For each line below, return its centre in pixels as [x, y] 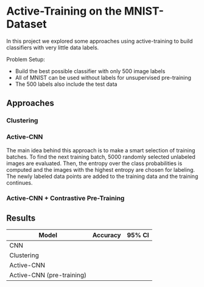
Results [21, 218]
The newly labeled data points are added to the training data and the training [102, 176]
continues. [19, 182]
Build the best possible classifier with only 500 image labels [90, 71]
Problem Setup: [26, 59]
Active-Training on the [64, 11]
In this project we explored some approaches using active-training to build [100, 41]
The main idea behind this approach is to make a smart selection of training [101, 150]
